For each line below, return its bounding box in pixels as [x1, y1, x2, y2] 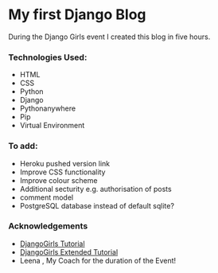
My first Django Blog [8, 6, 146, 24]
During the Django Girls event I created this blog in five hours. [8, 32, 211, 41]
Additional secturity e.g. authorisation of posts [19, 184, 173, 193]
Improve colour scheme [19, 175, 98, 185]
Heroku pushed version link [19, 158, 111, 168]
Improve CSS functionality [19, 167, 106, 177]
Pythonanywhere [19, 103, 76, 113]
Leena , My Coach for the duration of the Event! [19, 255, 177, 265]
